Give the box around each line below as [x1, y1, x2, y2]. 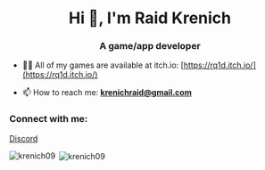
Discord [9, 133, 38, 143]
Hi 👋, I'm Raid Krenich [68, 8, 232, 28]
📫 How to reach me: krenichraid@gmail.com [21, 87, 192, 98]
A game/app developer [99, 40, 201, 53]
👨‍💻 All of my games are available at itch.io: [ [21, 60, 185, 70]
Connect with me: [9, 113, 88, 125]
